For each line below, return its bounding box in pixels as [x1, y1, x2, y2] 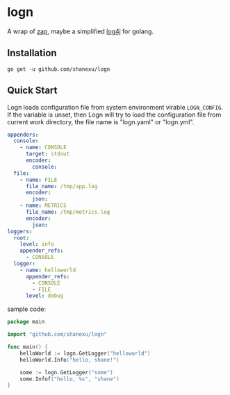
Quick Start [7, 85, 58, 96]
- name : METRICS [19, 202, 67, 209]
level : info [19, 241, 54, 248]
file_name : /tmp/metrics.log [25, 209, 110, 216]
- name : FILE [19, 176, 58, 183]
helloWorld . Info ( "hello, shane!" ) [19, 356, 120, 363]
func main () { [7, 344, 49, 351]
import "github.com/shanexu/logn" [7, 331, 108, 338]
